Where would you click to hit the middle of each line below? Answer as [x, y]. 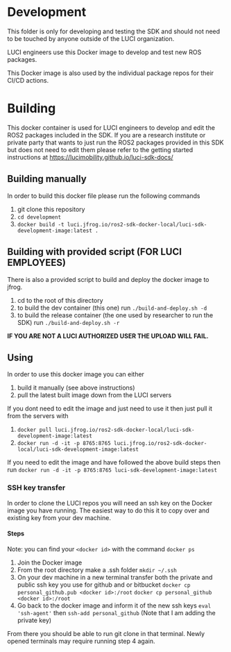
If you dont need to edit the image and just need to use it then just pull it [110, 409]
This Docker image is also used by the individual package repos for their [110, 73]
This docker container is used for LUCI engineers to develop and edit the [111, 127]
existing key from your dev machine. [59, 517]
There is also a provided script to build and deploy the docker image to [108, 279]
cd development [39, 217]
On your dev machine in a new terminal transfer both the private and [115, 577]
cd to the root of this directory [60, 300]
